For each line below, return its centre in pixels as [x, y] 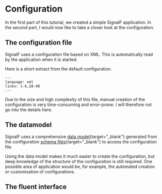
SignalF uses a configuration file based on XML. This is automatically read [79, 54]
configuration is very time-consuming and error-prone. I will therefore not [78, 104]
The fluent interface [36, 187]
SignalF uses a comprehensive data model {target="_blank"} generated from [81, 136]
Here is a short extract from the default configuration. [58, 69]
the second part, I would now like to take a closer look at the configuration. [80, 27]
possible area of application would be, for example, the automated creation [80, 166]
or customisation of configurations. [40, 172]
